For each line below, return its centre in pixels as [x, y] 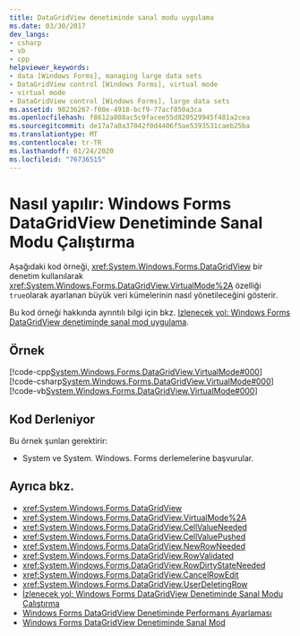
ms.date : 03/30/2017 [48, 26]
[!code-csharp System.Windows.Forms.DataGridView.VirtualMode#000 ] [142, 381]
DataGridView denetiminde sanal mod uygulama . [99, 322]
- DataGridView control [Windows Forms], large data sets [120, 101]
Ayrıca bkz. [42, 487]
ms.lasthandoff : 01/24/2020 [62, 151]
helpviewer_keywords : [50, 68]
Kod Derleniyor [52, 419]
